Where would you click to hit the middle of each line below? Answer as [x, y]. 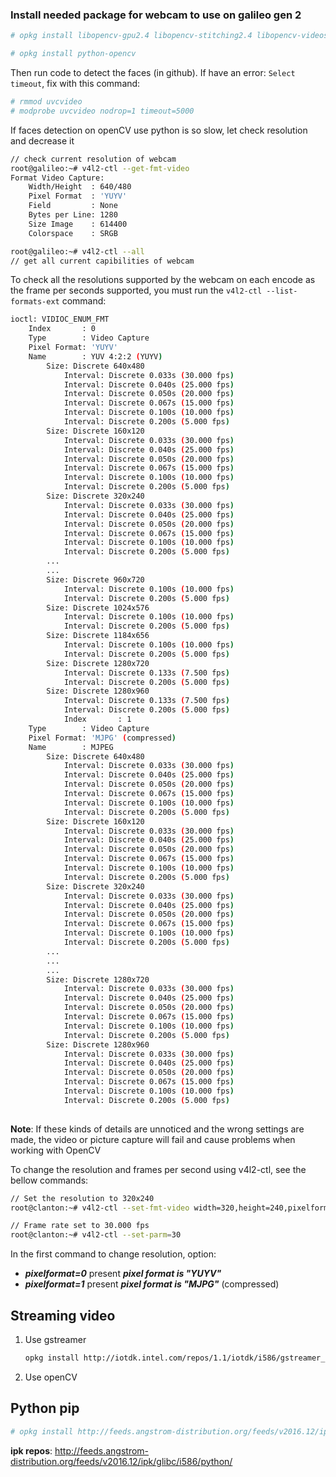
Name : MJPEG [71, 747]
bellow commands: [49, 1180]
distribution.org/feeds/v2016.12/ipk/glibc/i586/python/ [121, 1461]
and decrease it [42, 140]
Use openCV [51, 1377]
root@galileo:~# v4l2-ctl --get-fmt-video [100, 168]
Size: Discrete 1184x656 [98, 636]
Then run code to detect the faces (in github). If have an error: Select [153, 73]
